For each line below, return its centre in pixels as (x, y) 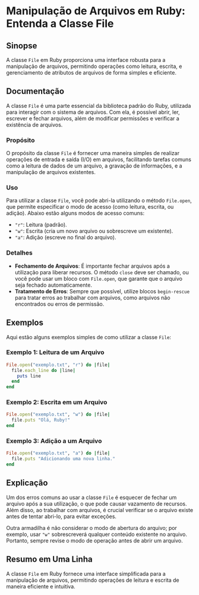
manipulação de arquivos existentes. (51, 172)
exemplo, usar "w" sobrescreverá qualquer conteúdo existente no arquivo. (97, 534)
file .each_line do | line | (44, 370)
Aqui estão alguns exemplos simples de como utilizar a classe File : (89, 337)
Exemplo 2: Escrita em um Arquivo (57, 402)
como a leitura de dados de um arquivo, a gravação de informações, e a (94, 166)
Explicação (27, 483)
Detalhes (19, 253)
